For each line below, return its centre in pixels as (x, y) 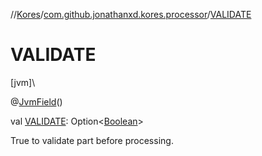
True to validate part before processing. (92, 140)
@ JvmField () (36, 101)
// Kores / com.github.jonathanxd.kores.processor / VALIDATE (131, 14)
